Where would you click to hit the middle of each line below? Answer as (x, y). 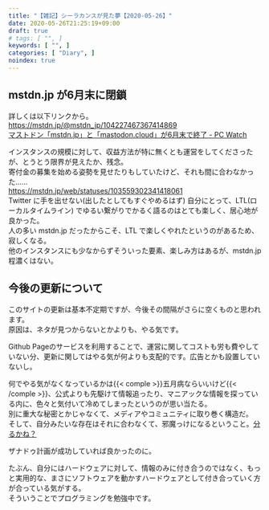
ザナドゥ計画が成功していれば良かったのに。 (82, 451)
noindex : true (32, 61)
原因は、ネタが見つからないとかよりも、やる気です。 (96, 329)
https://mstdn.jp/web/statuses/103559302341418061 (96, 190)
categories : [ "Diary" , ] (51, 53)
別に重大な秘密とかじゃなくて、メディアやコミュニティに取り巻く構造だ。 (130, 414)
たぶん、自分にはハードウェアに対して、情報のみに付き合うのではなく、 (128, 467)
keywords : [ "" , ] (39, 46)
